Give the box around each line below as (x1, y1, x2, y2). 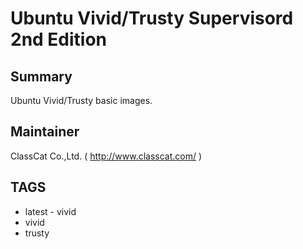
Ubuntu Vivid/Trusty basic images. (10, 95, 153, 106)
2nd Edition (10, 28, 108, 51)
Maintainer (10, 123, 80, 141)
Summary (10, 68, 73, 85)
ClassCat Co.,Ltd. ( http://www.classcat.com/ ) (10, 150, 203, 162)
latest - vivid (24, 205, 77, 217)
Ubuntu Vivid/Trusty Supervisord (10, 7, 294, 30)
